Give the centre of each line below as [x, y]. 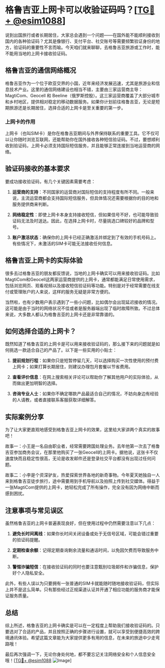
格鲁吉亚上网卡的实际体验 [44, 261]
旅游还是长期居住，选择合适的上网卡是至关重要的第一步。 [67, 108]
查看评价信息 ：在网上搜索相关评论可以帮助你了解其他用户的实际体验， [83, 377]
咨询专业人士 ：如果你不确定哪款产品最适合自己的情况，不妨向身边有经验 [85, 394]
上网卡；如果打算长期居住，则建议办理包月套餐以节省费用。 [72, 367]
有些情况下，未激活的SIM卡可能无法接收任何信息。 [64, 243]
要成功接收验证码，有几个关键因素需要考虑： [50, 181]
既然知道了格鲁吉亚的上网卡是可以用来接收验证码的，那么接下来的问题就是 [80, 344]
